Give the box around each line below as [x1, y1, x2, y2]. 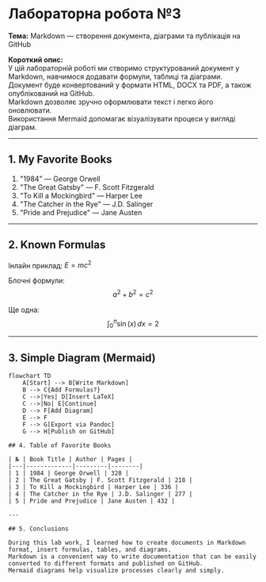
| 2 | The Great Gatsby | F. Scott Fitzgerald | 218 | [8, 476, 193, 484]
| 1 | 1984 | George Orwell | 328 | [8, 469, 129, 477]
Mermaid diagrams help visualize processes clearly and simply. [8, 567, 225, 575]
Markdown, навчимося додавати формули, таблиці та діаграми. [8, 71, 223, 81]
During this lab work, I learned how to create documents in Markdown [8, 539, 246, 547]
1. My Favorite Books [8, 152, 112, 167]
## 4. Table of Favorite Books [8, 441, 112, 449]
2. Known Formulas [8, 238, 106, 252]
